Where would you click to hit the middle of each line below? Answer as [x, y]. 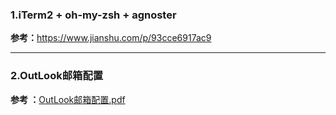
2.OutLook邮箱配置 [57, 76]
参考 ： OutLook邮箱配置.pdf [68, 99]
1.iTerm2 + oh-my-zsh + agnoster [93, 15]
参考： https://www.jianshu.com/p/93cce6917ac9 [111, 38]
